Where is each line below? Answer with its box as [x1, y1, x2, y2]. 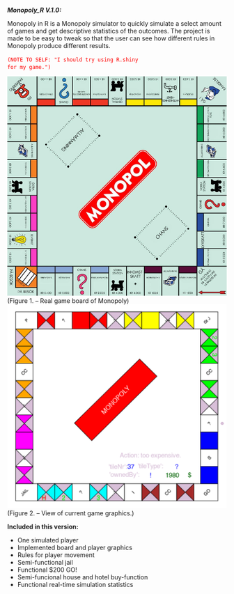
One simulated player [17, 536, 79, 544]
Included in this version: [7, 522, 79, 531]
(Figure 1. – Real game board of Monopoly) [7, 297, 130, 305]
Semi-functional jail [17, 558, 73, 566]
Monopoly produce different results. [7, 42, 111, 49]
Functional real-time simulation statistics [17, 580, 134, 588]
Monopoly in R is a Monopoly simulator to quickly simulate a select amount [7, 19, 221, 27]
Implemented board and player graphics [17, 543, 132, 552]
